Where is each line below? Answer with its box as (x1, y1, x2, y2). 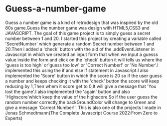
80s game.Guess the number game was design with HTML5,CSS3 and (5, 24, 150, 30)
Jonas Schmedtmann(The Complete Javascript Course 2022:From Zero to (5, 109, 158, 115)
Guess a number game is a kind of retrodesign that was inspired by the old (5, 19, 159, 25)
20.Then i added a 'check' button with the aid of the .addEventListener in (5, 46, 155, 52)
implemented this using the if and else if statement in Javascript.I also (5, 67, 149, 73)
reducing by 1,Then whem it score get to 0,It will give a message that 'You (5, 83, 157, 89)
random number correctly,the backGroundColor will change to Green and (5, 99, 156, 105)
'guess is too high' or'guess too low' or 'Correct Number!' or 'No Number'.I (5, 62, 159, 68)
